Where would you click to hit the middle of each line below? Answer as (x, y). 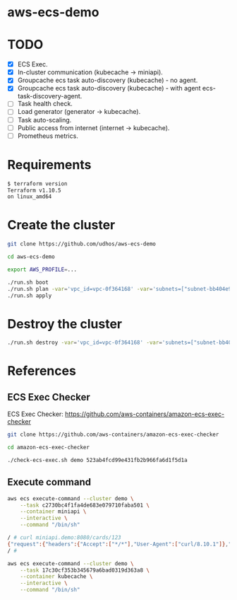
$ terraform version (38, 184)
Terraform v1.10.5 (34, 190)
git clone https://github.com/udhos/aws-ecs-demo (82, 244)
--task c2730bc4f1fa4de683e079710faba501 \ (85, 505)
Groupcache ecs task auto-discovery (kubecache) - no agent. (108, 80)
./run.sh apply (30, 295)
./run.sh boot (28, 282)
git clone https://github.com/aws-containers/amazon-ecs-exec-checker (113, 435)
